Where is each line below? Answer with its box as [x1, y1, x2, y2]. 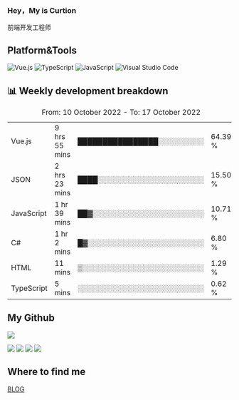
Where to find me [7, 366, 86, 378]
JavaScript [11, 208, 48, 218]
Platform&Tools [7, 44, 77, 56]
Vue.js [11, 136, 32, 146]
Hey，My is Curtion [7, 5, 77, 15]
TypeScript [11, 283, 48, 293]
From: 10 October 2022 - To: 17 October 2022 [41, 107, 201, 117]
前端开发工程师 [7, 23, 51, 32]
